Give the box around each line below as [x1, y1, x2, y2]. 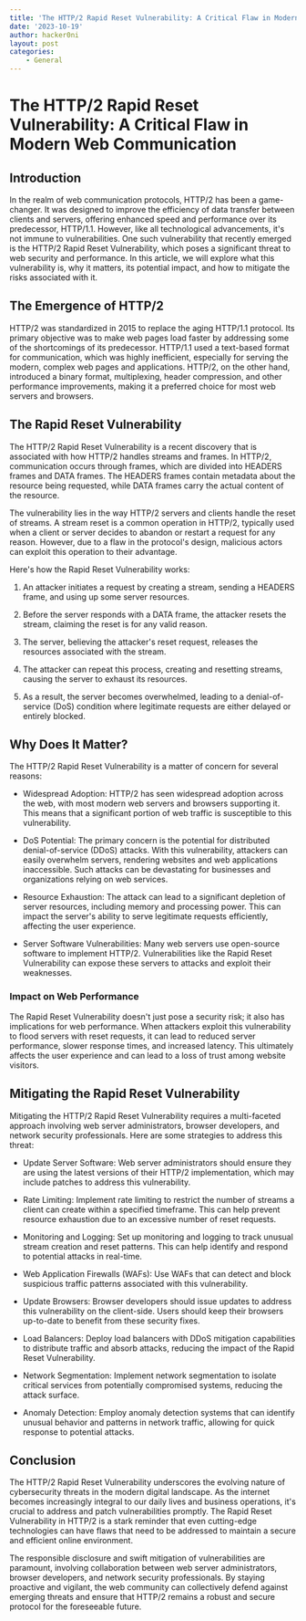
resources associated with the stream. [22, 645, 167, 657]
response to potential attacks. [22, 1426, 135, 1438]
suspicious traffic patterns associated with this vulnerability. [22, 1278, 249, 1289]
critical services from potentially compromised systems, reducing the [22, 1379, 283, 1390]
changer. [9, 204, 43, 214]
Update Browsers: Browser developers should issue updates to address [22, 1295, 292, 1306]
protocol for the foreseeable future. [9, 1601, 142, 1612]
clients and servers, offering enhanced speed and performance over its [9, 214, 278, 225]
